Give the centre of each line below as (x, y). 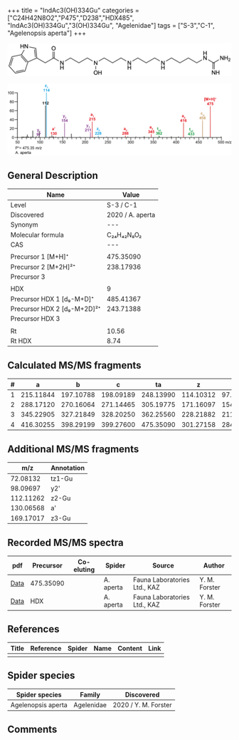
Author (214, 565)
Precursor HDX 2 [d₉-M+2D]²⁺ (55, 309)
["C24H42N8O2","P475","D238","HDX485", (71, 18)
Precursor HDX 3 (35, 319)
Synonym (24, 225)
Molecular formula (37, 235)
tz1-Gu (62, 478)
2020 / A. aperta (131, 215)
